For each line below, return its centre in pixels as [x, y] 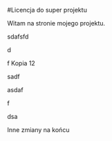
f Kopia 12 [21, 63]
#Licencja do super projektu [47, 10]
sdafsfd [18, 36]
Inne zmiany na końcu [38, 130]
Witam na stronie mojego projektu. [56, 23]
